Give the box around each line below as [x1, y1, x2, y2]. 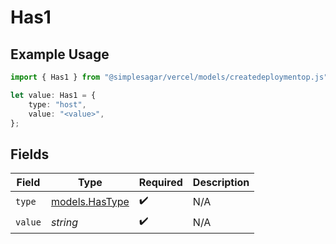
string [50, 215, 78, 229]
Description [192, 176, 250, 190]
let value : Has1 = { [10, 90, 97, 100]
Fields [10, 146, 50, 163]
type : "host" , [28, 99, 87, 110]
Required [138, 176, 183, 190]
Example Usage [10, 46, 110, 63]
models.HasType [50, 194, 130, 208]
